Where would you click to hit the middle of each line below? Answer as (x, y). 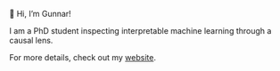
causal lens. (31, 40)
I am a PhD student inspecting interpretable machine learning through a (140, 31)
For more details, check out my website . (82, 57)
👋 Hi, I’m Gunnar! (40, 14)
